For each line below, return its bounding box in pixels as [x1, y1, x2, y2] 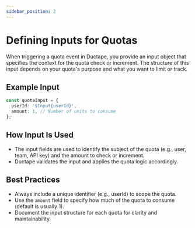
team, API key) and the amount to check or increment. [14, 152, 145, 159]
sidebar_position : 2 [6, 8, 57, 15]
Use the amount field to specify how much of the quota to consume [14, 197, 175, 204]
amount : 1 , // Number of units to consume [11, 108, 116, 114]
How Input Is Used [6, 130, 74, 140]
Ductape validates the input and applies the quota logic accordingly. [14, 158, 179, 165]
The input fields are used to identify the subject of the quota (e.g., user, [14, 145, 187, 152]
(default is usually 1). [14, 202, 64, 210]
